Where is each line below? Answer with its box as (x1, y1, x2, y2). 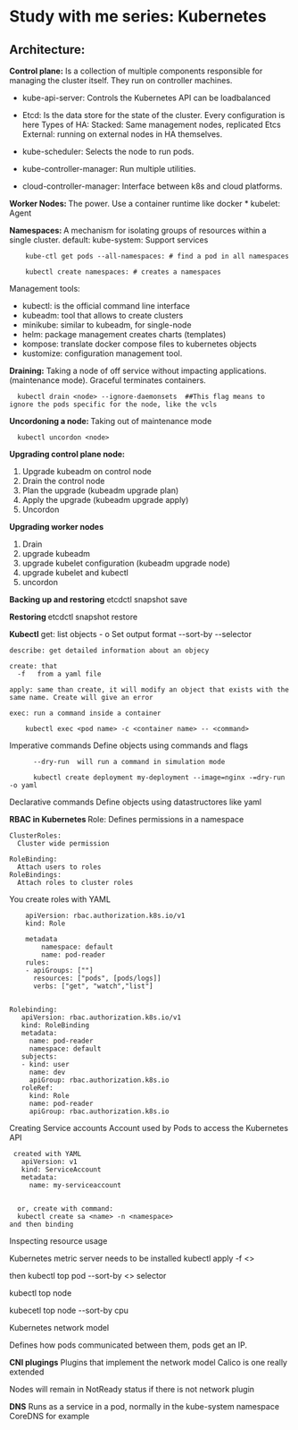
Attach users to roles (17, 863, 102, 872)
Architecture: (9, 42, 86, 57)
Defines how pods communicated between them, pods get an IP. (9, 1340, 248, 1350)
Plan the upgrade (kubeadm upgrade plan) (21, 485, 179, 496)
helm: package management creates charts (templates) (21, 329, 227, 339)
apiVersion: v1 (21, 1157, 78, 1166)
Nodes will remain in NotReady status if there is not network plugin (9, 1384, 255, 1394)
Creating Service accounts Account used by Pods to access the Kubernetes (9, 1123, 288, 1133)
